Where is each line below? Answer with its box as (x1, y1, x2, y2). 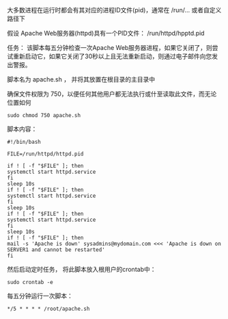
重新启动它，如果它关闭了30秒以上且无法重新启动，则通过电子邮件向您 (12, 52, 212, 60)
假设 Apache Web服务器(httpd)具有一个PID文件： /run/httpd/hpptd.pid (7, 29, 205, 37)
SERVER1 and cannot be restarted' (7, 246, 106, 253)
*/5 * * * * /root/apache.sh (7, 305, 90, 312)
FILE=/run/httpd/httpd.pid (7, 151, 84, 157)
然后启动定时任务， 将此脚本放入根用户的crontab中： (7, 266, 156, 273)
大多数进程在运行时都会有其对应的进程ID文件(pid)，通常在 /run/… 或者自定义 (7, 6, 222, 14)
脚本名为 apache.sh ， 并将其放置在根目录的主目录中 (7, 75, 156, 84)
